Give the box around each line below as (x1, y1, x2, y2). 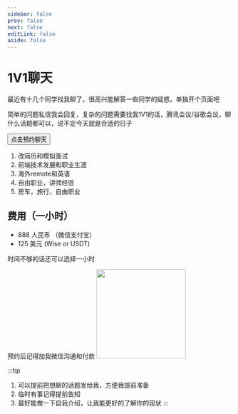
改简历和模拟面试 (17, 151, 68, 161)
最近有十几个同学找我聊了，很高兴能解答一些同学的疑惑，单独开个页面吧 (7, 95, 219, 103)
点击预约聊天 (11, 136, 47, 143)
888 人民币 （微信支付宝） (17, 230, 96, 239)
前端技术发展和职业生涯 (17, 161, 87, 169)
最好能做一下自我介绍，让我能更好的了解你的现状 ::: (17, 398, 169, 407)
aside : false (7, 37, 46, 44)
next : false (7, 24, 43, 31)
